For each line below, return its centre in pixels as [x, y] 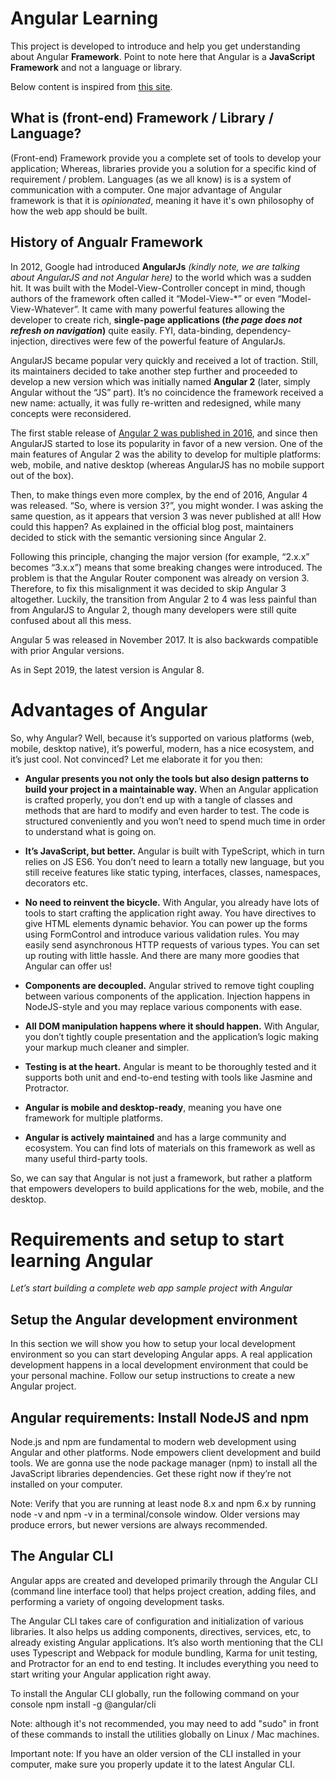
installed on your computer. [66, 1484]
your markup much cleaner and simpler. [107, 1047]
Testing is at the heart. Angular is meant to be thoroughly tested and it [170, 1066]
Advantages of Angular [109, 709]
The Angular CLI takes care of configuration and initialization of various [157, 1621]
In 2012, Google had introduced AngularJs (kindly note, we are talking [155, 266]
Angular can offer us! [68, 966]
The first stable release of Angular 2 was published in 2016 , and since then [164, 433]
